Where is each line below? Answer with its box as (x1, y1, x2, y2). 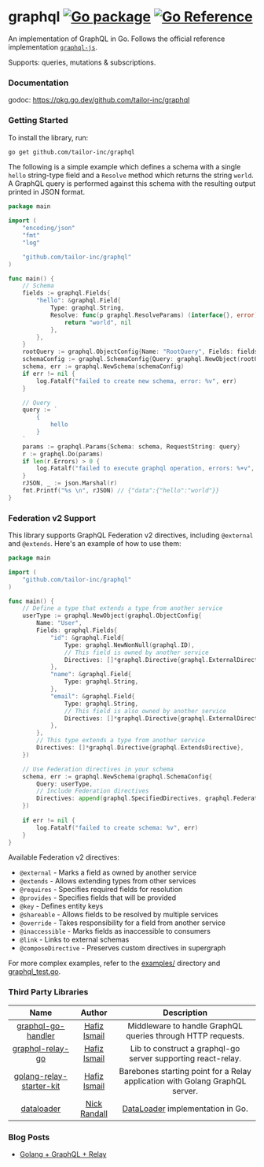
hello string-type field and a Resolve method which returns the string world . (8, 170, 254, 180)
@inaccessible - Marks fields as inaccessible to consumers (19, 927, 211, 936)
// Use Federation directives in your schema (22, 765, 174, 773)
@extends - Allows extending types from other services (19, 876, 196, 886)
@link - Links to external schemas (19, 935, 130, 945)
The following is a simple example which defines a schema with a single (8, 162, 241, 172)
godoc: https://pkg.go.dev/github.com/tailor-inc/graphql (8, 95, 190, 105)
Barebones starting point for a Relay (119, 1065, 251, 1076)
